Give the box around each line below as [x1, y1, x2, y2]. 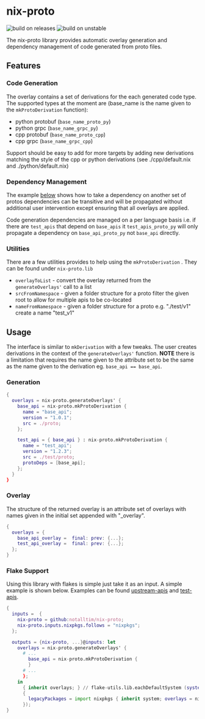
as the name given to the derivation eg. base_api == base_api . [6, 363, 163, 370]
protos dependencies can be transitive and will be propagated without [6, 198, 183, 205]
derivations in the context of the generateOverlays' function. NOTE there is [6, 350, 195, 357]
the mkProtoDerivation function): [6, 106, 88, 113]
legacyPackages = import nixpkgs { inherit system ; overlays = [28, 696, 192, 702]
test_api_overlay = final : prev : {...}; [17, 540, 124, 547]
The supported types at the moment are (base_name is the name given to [6, 99, 191, 106]
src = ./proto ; [22, 420, 62, 427]
